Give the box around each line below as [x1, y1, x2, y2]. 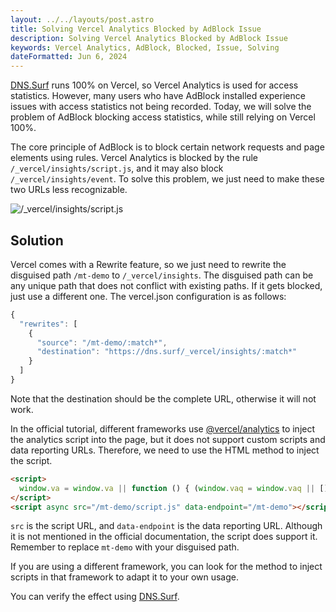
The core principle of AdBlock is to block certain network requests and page [10, 141, 325, 153]
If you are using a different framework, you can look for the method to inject [10, 561, 323, 573]
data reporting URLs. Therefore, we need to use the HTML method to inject [10, 444, 320, 456]
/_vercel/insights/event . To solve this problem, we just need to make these [10, 173, 325, 185]
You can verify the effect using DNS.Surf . [10, 591, 180, 603]
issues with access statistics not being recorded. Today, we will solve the [10, 101, 312, 113]
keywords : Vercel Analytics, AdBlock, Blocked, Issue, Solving [10, 42, 280, 53]
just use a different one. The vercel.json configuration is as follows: [10, 290, 287, 302]
